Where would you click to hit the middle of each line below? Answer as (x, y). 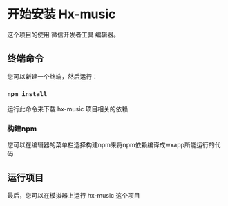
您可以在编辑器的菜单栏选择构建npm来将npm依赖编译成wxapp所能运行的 (111, 145)
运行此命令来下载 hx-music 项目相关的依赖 (68, 109)
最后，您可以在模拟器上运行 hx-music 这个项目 (74, 196)
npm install (27, 94)
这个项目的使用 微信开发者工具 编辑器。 (63, 35)
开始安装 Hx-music (61, 14)
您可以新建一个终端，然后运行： (53, 76)
